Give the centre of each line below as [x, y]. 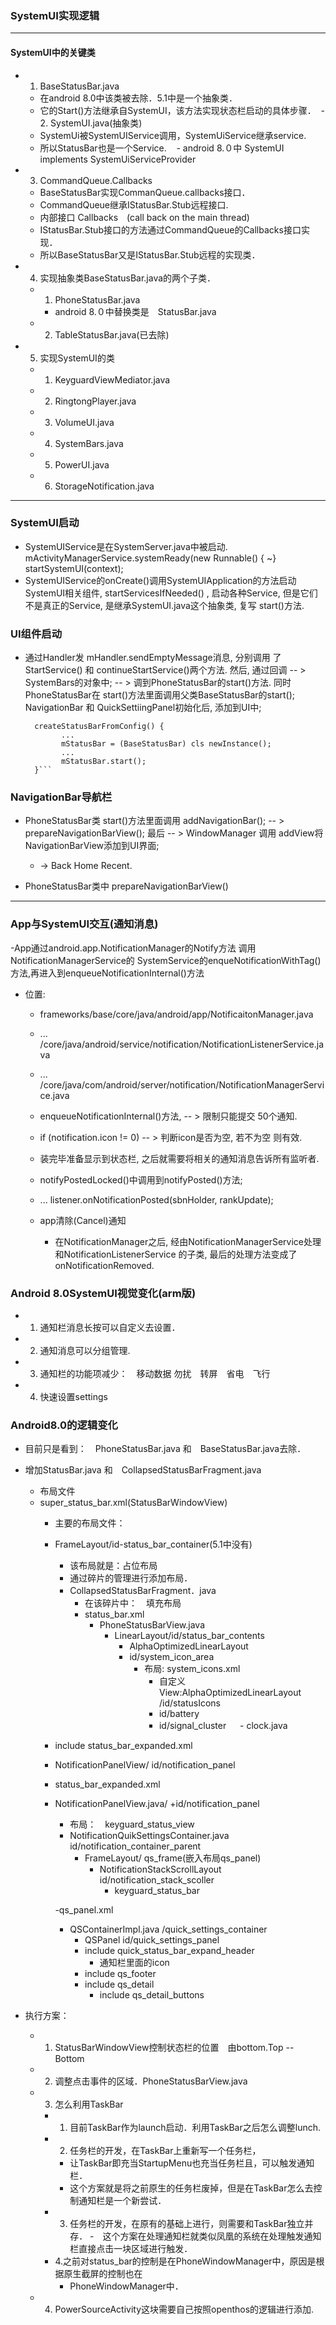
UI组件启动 [36, 634]
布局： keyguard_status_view [132, 1824]
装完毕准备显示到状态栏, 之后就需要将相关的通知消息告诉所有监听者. [179, 1158]
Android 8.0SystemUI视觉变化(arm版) [103, 1293]
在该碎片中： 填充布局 [133, 1603]
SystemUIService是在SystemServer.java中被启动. [126, 546]
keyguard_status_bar [157, 1891]
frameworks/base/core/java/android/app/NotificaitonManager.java [176, 1014]
